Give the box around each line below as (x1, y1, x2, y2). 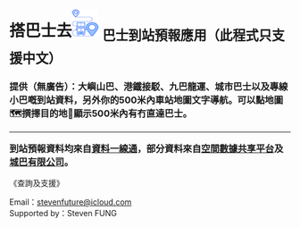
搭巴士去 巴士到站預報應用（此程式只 (9, 21, 272, 44)
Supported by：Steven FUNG (9, 208, 118, 219)
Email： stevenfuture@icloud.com (9, 197, 132, 207)
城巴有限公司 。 (9, 156, 74, 169)
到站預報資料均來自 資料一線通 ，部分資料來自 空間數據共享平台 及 (9, 143, 284, 156)
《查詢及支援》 (9, 178, 64, 189)
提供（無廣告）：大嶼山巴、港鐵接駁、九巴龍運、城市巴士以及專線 (9, 80, 288, 93)
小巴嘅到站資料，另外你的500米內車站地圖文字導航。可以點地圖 (9, 94, 284, 106)
